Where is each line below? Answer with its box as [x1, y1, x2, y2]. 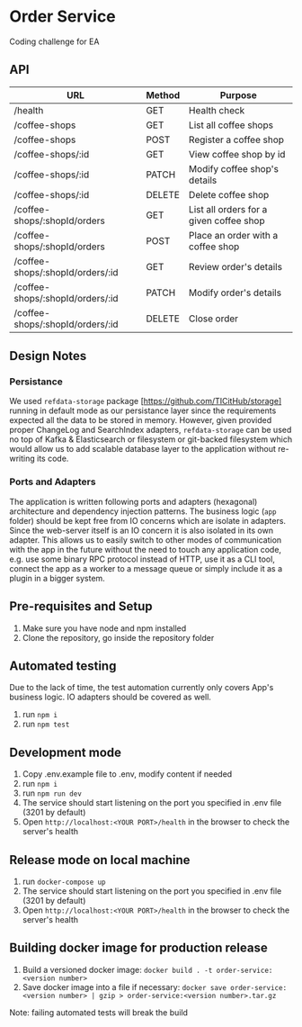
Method [146, 88, 181, 101]
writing [9, 453, 36, 464]
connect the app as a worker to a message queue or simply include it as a [9, 563, 283, 573]
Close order [188, 312, 239, 325]
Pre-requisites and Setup [9, 599, 153, 614]
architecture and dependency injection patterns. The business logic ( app [9, 506, 277, 517]
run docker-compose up [22, 876, 106, 887]
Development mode [9, 744, 122, 760]
